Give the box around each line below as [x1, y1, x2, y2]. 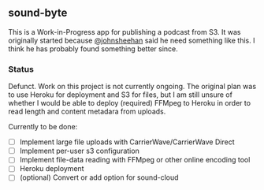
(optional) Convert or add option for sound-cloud [19, 173, 179, 182]
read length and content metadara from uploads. [8, 106, 166, 117]
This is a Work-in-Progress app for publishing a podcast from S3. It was [8, 27, 241, 36]
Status [8, 63, 34, 74]
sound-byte [8, 6, 68, 20]
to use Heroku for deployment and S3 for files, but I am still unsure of [8, 90, 232, 99]
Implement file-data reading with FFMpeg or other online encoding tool [19, 155, 251, 165]
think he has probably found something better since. [8, 43, 179, 54]
